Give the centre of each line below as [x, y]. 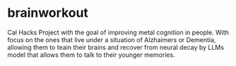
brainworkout [48, 13]
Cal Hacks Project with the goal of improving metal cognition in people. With [118, 32]
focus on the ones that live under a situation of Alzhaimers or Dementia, [112, 39]
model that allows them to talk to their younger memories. [91, 55]
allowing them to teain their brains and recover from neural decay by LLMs [116, 47]
